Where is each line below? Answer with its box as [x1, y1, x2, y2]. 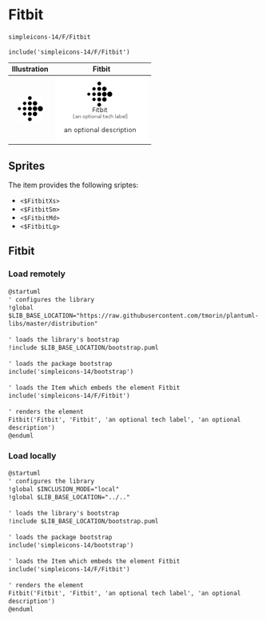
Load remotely [8, 268, 66, 279]
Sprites [8, 158, 46, 173]
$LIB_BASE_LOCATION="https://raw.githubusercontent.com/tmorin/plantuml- [8, 311, 260, 319]
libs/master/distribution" [8, 319, 98, 327]
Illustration [11, 64, 50, 74]
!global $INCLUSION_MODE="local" [8, 485, 120, 493]
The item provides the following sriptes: [8, 180, 139, 190]
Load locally [8, 450, 57, 461]
